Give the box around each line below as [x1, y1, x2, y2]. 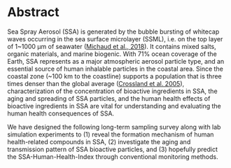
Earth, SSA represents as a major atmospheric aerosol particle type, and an [7, 57, 225, 65]
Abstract [7, 4, 59, 20]
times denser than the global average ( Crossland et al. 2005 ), [7, 79, 185, 87]
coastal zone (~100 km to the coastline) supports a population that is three [7, 71, 222, 80]
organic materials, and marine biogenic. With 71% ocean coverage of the [7, 50, 217, 58]
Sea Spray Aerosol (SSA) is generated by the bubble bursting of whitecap [7, 27, 220, 36]
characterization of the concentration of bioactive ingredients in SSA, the [7, 87, 218, 95]
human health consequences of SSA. [7, 109, 114, 118]
